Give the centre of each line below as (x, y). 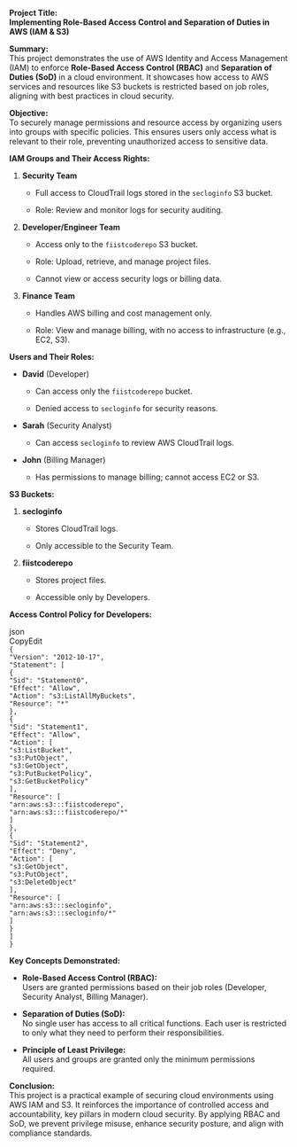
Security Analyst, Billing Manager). (85, 997)
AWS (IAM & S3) (39, 31)
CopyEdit (26, 641)
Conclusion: (32, 1086)
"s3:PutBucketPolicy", (51, 774)
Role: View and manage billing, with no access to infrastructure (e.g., (160, 330)
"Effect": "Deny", (43, 851)
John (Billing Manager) (64, 460)
